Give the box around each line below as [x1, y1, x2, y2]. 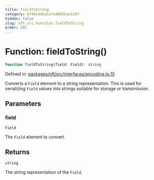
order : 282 [5, 25, 27, 30]
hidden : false [5, 16, 34, 21]
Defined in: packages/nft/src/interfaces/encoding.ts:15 [5, 71, 115, 77]
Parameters [5, 100, 41, 108]
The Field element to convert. [5, 134, 66, 140]
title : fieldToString [5, 7, 49, 12]
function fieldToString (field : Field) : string [5, 62, 101, 67]
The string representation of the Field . [5, 169, 83, 175]
